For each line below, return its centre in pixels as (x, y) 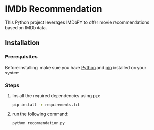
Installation (22, 43)
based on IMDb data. (26, 27)
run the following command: (40, 114)
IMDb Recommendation (54, 9)
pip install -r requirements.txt (46, 105)
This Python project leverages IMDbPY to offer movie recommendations (77, 22)
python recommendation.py (38, 123)
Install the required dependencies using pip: (56, 95)
